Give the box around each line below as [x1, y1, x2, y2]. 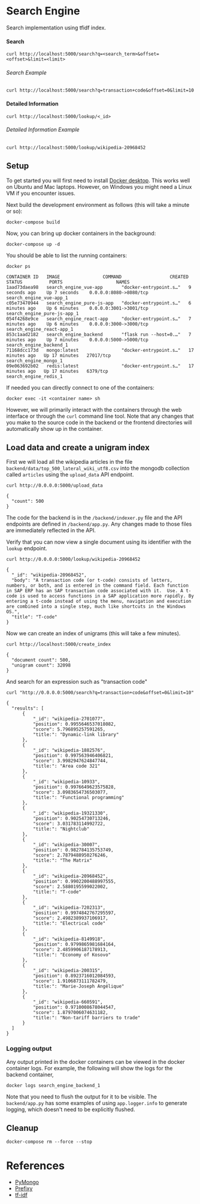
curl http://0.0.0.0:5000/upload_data [6, 482, 103, 489]
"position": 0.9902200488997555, [32, 879, 117, 885]
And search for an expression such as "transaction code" [6, 678, 148, 686]
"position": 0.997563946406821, [32, 753, 114, 759]
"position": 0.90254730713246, [32, 816, 111, 822]
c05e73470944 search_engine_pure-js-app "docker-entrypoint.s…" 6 [6, 300, 192, 306]
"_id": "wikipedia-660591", [32, 999, 103, 1005]
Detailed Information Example [6, 126, 80, 133]
